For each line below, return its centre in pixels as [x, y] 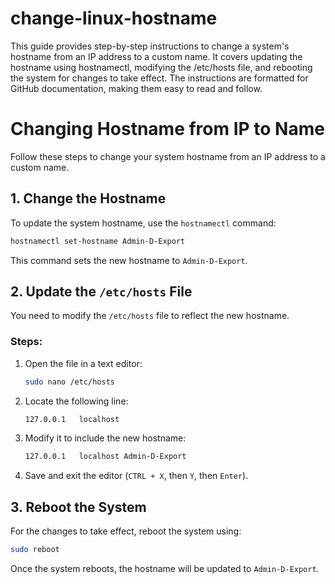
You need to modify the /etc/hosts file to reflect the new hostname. [150, 316]
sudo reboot [35, 550]
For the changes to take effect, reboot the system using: [126, 531]
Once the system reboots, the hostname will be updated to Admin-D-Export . [165, 568]
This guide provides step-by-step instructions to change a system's [150, 46]
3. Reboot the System [78, 507]
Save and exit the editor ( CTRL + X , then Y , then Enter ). [136, 476]
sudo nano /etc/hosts [69, 382]
